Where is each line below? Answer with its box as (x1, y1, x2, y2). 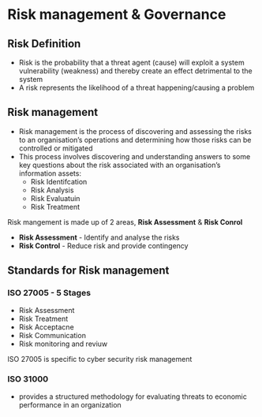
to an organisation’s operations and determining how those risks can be (18, 135, 252, 144)
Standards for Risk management (7, 264, 170, 277)
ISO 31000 (7, 374, 49, 385)
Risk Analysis (30, 185, 74, 195)
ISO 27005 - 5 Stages (7, 288, 92, 299)
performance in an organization (18, 400, 122, 409)
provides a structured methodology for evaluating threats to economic (18, 392, 248, 401)
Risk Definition (7, 37, 81, 50)
